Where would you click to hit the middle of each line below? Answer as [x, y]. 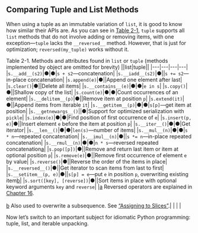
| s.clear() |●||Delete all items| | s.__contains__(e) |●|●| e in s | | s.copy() [96, 86]
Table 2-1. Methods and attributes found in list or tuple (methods [87, 60]
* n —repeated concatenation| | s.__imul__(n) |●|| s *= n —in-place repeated [99, 136]
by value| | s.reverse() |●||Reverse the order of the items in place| [87, 161]
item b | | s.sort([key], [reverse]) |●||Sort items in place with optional [91, 180]
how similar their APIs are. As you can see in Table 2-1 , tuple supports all [95, 30]
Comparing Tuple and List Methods [73, 10]
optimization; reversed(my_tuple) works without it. [68, 49]
